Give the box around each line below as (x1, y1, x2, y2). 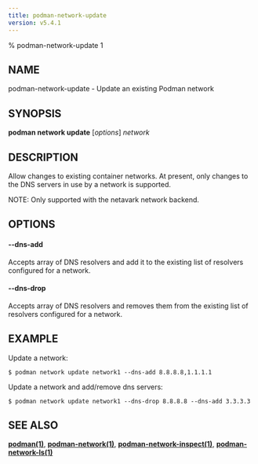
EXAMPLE (8, 332, 59, 346)
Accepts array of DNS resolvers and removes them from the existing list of (8, 300, 249, 311)
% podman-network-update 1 (8, 40, 104, 50)
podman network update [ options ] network (8, 127, 151, 138)
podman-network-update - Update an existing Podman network (8, 84, 214, 94)
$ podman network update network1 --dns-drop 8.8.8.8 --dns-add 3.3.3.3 (8, 397, 251, 405)
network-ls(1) (8, 447, 53, 457)
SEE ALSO (8, 418, 59, 432)
